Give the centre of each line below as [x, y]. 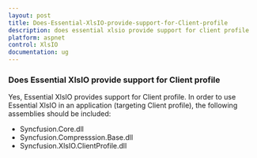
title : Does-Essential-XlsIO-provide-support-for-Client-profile [118, 23]
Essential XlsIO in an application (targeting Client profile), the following [123, 105]
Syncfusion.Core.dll [52, 129]
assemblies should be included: [60, 114]
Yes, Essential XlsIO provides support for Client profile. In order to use [122, 97]
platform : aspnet [37, 38]
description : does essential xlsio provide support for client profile [128, 30]
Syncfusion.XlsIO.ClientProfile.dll [73, 146]
